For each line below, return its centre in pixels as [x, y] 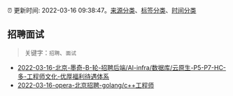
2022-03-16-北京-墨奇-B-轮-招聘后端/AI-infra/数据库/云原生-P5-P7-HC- [121, 67]
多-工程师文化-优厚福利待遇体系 [63, 76]
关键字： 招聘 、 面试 [50, 53]
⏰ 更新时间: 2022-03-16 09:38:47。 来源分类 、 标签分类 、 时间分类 [102, 10]
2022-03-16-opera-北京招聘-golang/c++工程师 [86, 85]
